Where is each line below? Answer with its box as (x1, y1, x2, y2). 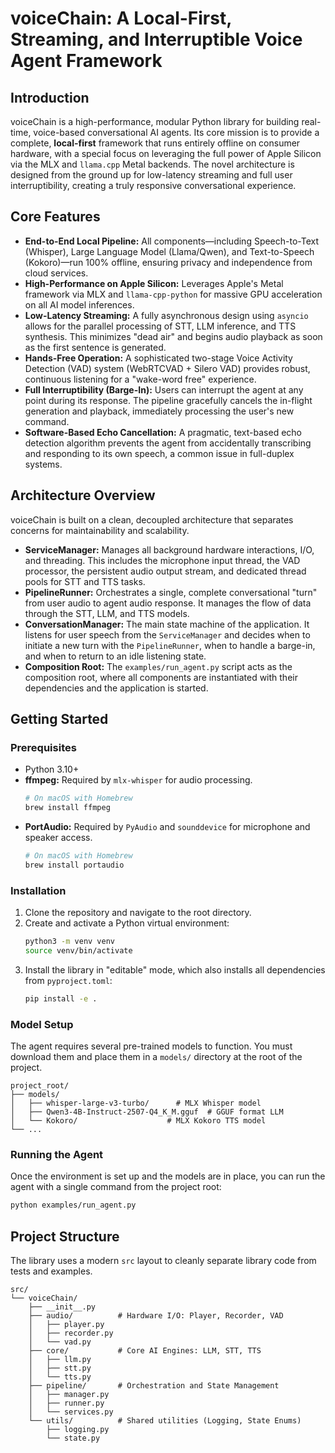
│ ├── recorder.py (28, 1328, 114, 1339)
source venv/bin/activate (24, 945, 133, 956)
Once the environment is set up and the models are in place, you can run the (10, 1170, 326, 1182)
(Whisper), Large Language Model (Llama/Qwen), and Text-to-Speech (24, 245, 315, 257)
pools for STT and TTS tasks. (24, 575, 146, 587)
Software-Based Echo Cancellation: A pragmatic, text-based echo (24, 426, 302, 438)
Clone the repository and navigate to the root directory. (24, 907, 252, 919)
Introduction (10, 89, 90, 106)
